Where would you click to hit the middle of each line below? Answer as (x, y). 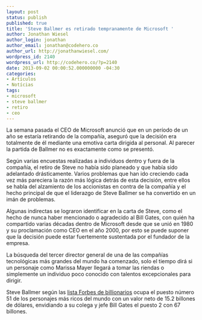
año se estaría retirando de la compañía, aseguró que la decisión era (91, 136)
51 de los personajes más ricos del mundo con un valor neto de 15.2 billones (101, 299)
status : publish (27, 18)
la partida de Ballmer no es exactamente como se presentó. (80, 149)
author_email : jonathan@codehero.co (52, 46)
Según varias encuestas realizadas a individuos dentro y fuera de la (90, 161)
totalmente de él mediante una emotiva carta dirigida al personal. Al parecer (100, 143)
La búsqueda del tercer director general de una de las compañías (87, 255)
